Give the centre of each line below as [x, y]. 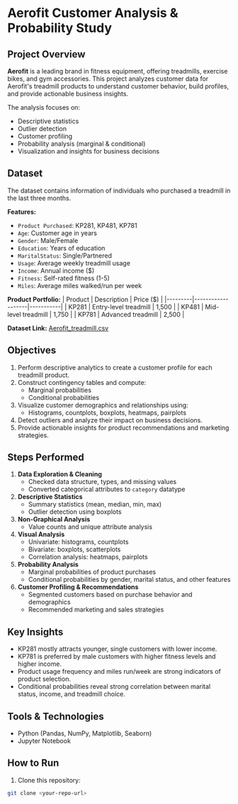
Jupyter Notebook [44, 741]
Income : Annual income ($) [56, 270]
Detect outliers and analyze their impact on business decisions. [110, 420]
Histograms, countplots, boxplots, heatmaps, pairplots [107, 413]
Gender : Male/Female [48, 240]
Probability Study [59, 28]
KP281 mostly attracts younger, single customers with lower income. [117, 649]
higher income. [40, 664]
